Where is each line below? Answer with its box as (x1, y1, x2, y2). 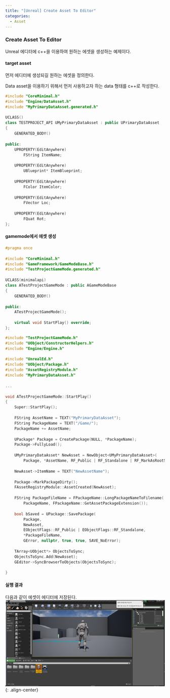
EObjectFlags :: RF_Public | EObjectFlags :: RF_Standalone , (23, 527, 146, 532)
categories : (5, 13, 30, 19)
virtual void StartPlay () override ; (14, 320, 92, 325)
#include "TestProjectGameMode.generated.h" (5, 267, 101, 272)
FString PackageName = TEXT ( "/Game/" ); (14, 421, 99, 426)
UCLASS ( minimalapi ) (5, 277, 47, 283)
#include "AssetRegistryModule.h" (5, 367, 78, 373)
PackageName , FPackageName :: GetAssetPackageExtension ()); (23, 501, 148, 506)
